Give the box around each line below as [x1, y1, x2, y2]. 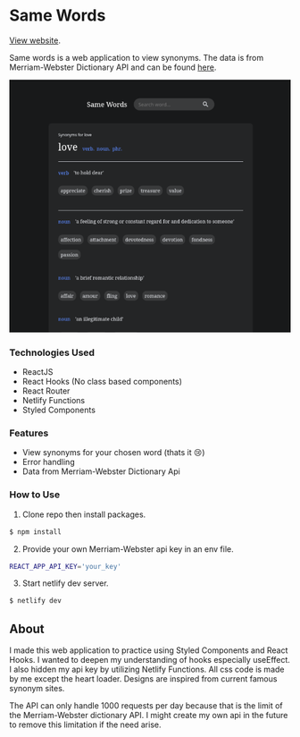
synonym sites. [9, 683, 65, 694]
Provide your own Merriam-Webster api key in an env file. [21, 543, 234, 555]
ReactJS [21, 367, 54, 377]
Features [9, 427, 49, 439]
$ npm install [9, 527, 62, 537]
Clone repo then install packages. [21, 509, 146, 520]
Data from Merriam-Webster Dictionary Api [21, 466, 180, 477]
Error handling [21, 457, 75, 468]
